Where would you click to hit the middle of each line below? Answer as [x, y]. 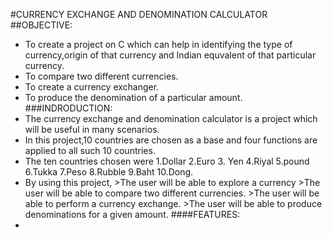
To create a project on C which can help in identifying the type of [158, 44]
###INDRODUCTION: [68, 108]
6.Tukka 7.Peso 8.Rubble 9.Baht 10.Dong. [109, 172]
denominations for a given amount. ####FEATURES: [132, 214]
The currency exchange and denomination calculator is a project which [171, 118]
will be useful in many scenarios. [92, 129]
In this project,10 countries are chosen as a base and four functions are [171, 140]
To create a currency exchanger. [92, 87]
